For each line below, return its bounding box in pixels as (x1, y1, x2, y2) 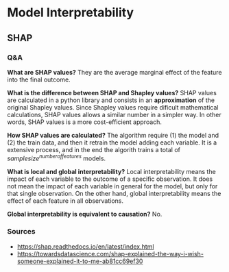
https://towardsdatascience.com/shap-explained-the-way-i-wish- (16, 249, 204, 258)
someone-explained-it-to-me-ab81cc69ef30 (16, 257, 143, 265)
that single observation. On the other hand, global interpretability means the (7, 189, 221, 197)
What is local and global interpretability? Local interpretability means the (7, 167, 216, 175)
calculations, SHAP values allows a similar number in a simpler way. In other (7, 110, 221, 119)
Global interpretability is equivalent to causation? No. (7, 210, 162, 218)
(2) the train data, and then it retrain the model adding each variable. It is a (7, 138, 217, 147)
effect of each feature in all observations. (7, 197, 123, 205)
